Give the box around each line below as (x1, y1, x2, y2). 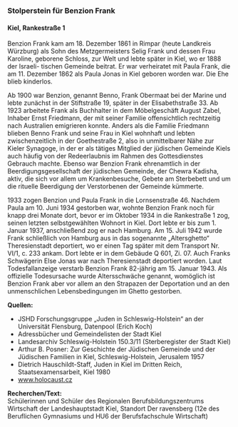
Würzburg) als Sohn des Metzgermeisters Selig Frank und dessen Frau (7, 47, 216, 56)
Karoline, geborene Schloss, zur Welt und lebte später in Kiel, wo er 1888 (7, 54, 222, 63)
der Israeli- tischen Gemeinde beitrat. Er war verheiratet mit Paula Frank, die (7, 62, 231, 71)
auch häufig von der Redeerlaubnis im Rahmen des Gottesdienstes (7, 152, 204, 161)
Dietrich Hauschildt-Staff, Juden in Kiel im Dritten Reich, (17, 360, 182, 369)
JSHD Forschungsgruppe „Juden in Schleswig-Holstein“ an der (17, 315, 205, 323)
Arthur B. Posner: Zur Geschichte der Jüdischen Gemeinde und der (17, 345, 216, 353)
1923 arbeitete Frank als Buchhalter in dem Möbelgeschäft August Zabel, (7, 106, 222, 115)
